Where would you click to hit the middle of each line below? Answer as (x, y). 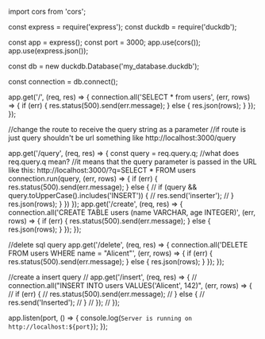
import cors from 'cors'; (47, 12)
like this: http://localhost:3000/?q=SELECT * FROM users (102, 170)
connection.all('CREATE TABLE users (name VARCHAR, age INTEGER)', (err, (132, 212)
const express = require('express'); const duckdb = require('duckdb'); (123, 27)
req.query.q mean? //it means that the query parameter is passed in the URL (132, 162)
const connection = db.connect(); (63, 82)
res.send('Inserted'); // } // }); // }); (64, 302)
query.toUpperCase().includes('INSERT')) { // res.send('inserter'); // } (121, 195)
